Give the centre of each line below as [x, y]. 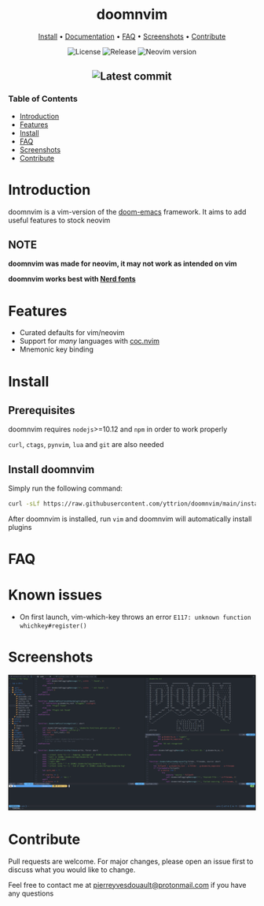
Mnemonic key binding [57, 349]
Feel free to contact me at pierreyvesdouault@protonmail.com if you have [127, 885]
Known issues [55, 595]
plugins [20, 527]
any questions [31, 893]
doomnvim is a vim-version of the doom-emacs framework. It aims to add [127, 211]
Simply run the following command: [66, 488]
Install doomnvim [51, 470]
